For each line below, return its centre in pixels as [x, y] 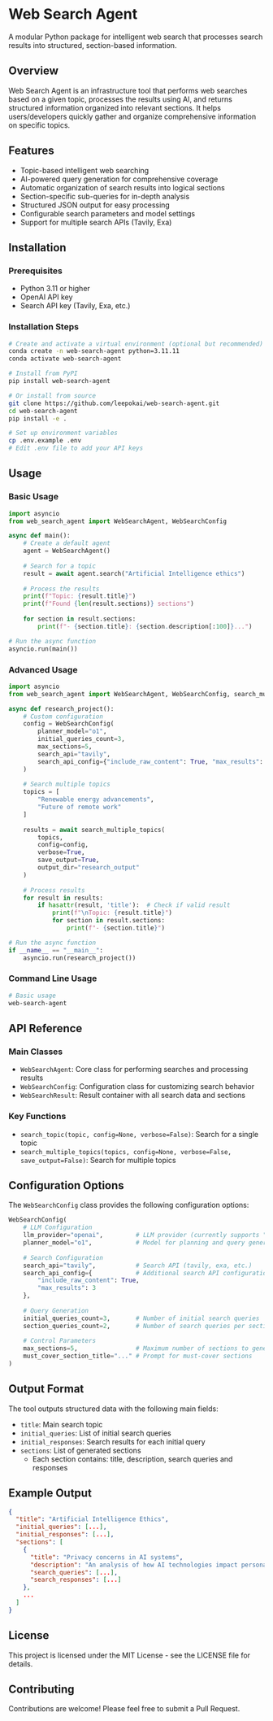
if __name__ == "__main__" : [56, 950]
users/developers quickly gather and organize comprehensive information [132, 116]
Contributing [41, 1689]
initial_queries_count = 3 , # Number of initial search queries [141, 1318]
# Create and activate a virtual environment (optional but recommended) [136, 344]
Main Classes [36, 1052]
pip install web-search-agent [60, 381]
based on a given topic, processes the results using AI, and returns [121, 99]
